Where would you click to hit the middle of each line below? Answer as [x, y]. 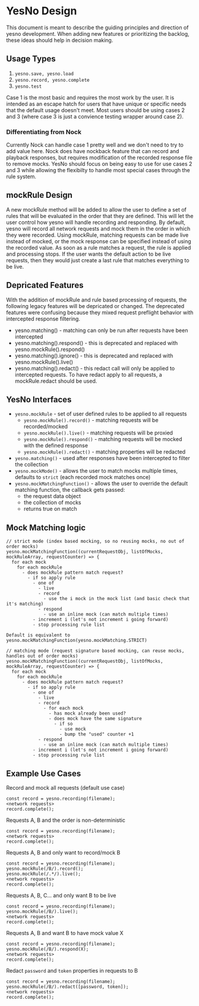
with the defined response [56, 446]
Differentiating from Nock [44, 132]
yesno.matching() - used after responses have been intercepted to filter [102, 458]
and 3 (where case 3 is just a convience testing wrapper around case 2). [95, 116]
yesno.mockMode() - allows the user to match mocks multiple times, [96, 471]
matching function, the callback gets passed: [70, 490]
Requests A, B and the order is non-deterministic [66, 820]
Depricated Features [45, 285]
